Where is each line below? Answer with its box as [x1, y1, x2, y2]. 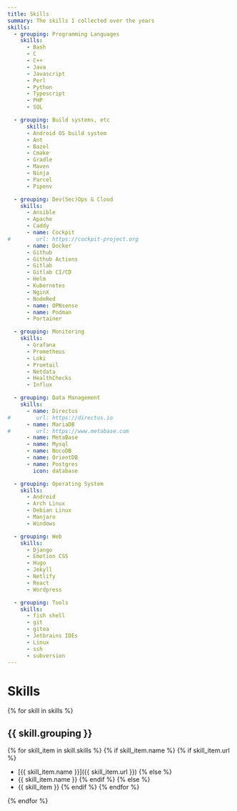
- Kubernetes [26, 282, 66, 289]
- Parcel [26, 176, 53, 183]
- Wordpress [26, 586, 62, 593]
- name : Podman [26, 309, 72, 316]
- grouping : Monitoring [14, 328, 84, 336]
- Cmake [26, 149, 50, 157]
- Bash [26, 44, 46, 51]
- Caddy [26, 222, 50, 229]
